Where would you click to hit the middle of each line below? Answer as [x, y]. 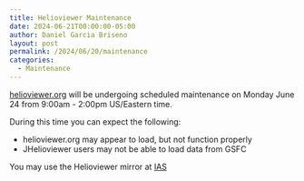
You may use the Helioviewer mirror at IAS [88, 166]
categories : [32, 60]
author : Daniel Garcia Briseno [69, 35]
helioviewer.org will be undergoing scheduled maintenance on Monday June [152, 94]
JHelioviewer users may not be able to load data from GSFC [134, 149]
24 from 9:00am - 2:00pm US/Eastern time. [91, 104]
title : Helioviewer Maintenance [70, 18]
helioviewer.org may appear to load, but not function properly [137, 139]
